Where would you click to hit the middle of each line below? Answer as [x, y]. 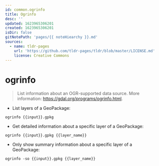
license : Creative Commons [42, 55]
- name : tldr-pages [30, 46]
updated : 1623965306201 [30, 23]
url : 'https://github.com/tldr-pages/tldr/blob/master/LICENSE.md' [84, 51]
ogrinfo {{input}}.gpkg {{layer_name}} [46, 135]
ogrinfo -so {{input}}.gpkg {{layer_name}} [50, 159]
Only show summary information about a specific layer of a [72, 145]
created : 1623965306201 [30, 28]
